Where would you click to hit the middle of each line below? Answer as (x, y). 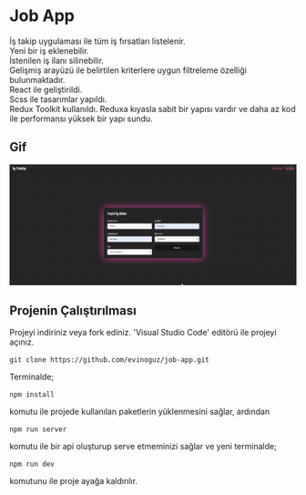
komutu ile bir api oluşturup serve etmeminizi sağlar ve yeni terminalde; (143, 447)
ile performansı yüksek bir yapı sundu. (81, 119)
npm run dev (32, 464)
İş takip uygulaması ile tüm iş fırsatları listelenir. (97, 41)
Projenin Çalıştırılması (73, 310)
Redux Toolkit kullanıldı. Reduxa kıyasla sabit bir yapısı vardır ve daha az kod (153, 108)
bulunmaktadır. (37, 79)
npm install (32, 395)
